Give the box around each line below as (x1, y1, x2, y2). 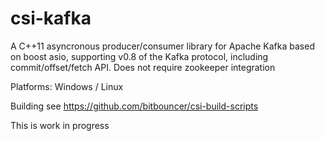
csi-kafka (10, 7, 92, 30)
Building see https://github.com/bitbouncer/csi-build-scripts (10, 100, 259, 112)
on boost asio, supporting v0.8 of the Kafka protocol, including (10, 50, 269, 62)
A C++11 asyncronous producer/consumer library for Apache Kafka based (10, 40, 315, 52)
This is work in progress (10, 119, 110, 131)
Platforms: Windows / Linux (10, 80, 124, 92)
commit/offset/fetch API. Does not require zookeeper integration (10, 61, 276, 73)
